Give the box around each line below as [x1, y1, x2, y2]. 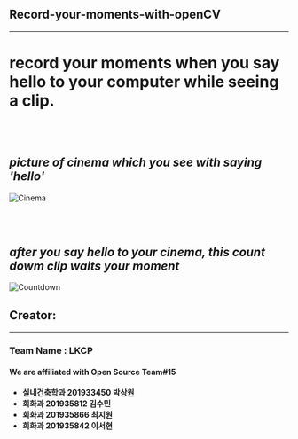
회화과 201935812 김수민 [21, 398, 111, 409]
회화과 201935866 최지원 [21, 410, 114, 420]
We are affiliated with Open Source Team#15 [9, 366, 176, 377]
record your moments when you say [9, 53, 280, 73]
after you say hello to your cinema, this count [9, 244, 266, 260]
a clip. [9, 90, 55, 110]
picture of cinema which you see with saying [9, 155, 263, 170]
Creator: [9, 308, 57, 323]
